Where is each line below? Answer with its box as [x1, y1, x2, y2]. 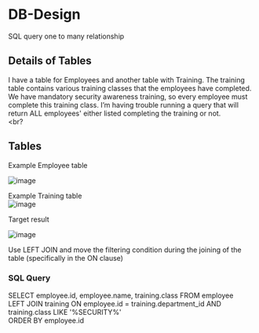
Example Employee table [8, 160, 88, 170]
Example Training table [8, 191, 82, 200]
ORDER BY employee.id [8, 316, 85, 325]
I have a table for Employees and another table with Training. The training [8, 75, 245, 84]
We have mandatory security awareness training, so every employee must [8, 92, 248, 101]
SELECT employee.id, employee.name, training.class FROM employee [8, 291, 234, 300]
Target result [8, 214, 49, 224]
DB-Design [8, 5, 81, 24]
